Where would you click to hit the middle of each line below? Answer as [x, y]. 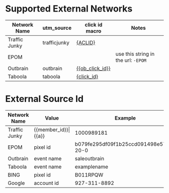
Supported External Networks [69, 9]
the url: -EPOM [131, 60]
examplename [91, 166]
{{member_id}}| [52, 130]
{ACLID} [86, 42]
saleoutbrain [90, 158]
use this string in [135, 54]
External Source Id [45, 99]
